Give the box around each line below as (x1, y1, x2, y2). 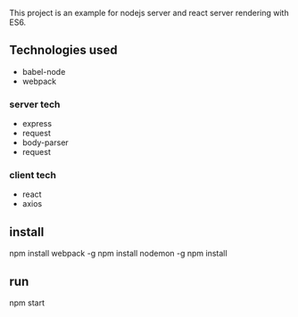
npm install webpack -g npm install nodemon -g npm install (9, 248, 228, 259)
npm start (9, 297, 46, 308)
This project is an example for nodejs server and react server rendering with (9, 8, 289, 18)
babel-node (21, 66, 66, 77)
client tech (9, 169, 56, 182)
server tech (9, 98, 61, 110)
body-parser (21, 137, 69, 148)
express (21, 118, 52, 129)
